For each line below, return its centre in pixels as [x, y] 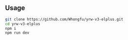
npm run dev [17, 33]
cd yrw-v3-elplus [23, 24]
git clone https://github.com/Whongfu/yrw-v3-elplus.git [64, 19]
